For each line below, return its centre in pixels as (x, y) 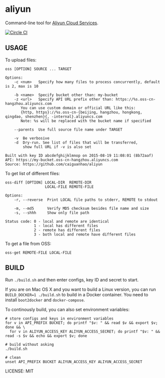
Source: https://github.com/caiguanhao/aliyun (54, 164)
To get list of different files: (33, 173)
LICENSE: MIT (19, 371)
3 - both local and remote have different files (85, 234)
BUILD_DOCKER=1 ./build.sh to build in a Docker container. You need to (77, 294)
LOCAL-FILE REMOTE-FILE (69, 187)
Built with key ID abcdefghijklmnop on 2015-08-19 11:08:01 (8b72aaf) (79, 155)
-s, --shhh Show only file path (52, 213)
